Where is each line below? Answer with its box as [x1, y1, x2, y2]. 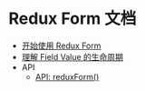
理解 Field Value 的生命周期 [21, 51, 124, 62]
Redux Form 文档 [8, 8, 137, 29]
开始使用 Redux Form [21, 40, 101, 51]
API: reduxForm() [34, 71, 100, 82]
